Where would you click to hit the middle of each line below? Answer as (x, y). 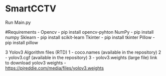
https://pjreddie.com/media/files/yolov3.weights (55, 68)
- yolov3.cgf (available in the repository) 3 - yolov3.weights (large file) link (81, 57)
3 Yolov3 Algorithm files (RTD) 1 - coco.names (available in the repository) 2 (83, 52)
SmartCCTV (31, 9)
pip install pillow (22, 42)
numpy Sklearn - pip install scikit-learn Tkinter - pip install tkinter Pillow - (80, 37)
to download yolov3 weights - (36, 63)
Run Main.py (18, 22)
